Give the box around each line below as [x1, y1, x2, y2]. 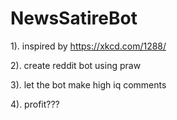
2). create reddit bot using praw [10, 59, 142, 71]
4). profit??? [10, 98, 60, 110]
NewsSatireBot [10, 7, 138, 30]
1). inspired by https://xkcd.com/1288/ [10, 40, 167, 52]
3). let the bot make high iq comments [10, 78, 167, 91]
